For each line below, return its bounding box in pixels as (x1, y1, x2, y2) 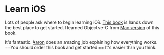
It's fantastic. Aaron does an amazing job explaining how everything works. (5, 39, 158, 45)
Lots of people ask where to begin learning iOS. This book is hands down (5, 19, 154, 25)
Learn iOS (5, 3, 46, 15)
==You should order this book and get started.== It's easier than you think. (5, 44, 157, 50)
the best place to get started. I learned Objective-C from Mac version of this (5, 24, 159, 30)
